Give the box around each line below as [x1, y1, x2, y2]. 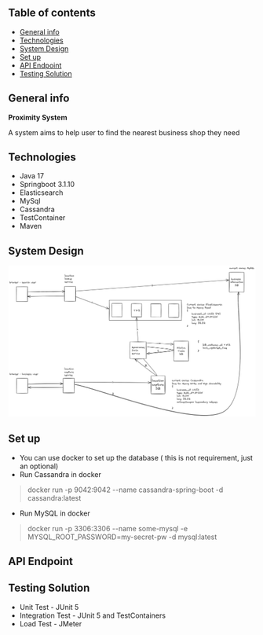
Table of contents [8, 6, 96, 20]
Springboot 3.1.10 [19, 180, 75, 189]
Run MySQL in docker [19, 508, 90, 518]
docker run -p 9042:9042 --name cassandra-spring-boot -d [27, 485, 224, 494]
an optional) [19, 461, 59, 471]
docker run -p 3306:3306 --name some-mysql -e [27, 523, 188, 533]
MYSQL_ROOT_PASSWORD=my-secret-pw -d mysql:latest [27, 532, 217, 541]
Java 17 [19, 171, 45, 181]
